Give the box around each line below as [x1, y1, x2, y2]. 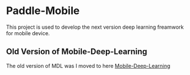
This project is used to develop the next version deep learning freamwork [6, 23, 184, 30]
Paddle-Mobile [6, 4, 80, 18]
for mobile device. [6, 29, 50, 36]
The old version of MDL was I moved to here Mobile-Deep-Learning [6, 62, 171, 69]
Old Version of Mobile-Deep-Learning [6, 47, 148, 57]
